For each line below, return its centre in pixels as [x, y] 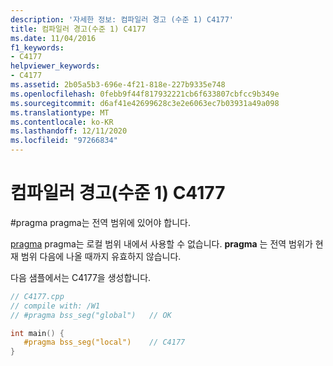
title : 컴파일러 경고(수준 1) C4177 [78, 29]
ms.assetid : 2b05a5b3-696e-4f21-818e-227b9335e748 [118, 85]
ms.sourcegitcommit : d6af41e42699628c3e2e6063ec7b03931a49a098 [145, 103]
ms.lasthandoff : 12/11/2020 [69, 131]
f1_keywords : [37, 47]
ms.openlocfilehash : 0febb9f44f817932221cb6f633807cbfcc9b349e [145, 94]
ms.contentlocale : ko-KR [62, 122]
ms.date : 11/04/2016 [53, 38]
